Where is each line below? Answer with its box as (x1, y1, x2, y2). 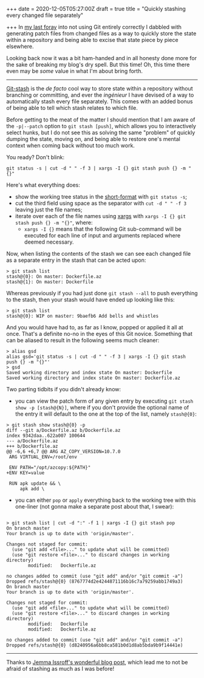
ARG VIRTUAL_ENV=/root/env (8, 454, 78, 460)
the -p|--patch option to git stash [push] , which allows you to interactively (6, 123, 196, 129)
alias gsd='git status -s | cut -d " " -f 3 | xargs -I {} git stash (6, 354, 186, 360)
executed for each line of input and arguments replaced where (24, 232, 181, 239)
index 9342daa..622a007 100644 (6, 433, 86, 439)
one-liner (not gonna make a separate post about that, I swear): (15, 503, 174, 510)
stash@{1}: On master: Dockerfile (6, 279, 94, 285)
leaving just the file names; (15, 206, 83, 213)
